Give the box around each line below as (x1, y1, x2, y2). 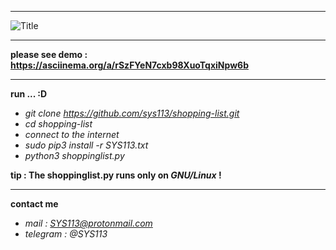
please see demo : (10, 49, 88, 60)
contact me (10, 198, 59, 210)
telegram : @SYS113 (24, 228, 108, 240)
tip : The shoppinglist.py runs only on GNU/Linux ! (10, 169, 222, 181)
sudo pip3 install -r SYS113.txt (24, 139, 149, 151)
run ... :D (10, 88, 48, 100)
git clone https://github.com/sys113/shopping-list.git (24, 107, 240, 119)
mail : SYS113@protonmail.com (24, 217, 153, 229)
